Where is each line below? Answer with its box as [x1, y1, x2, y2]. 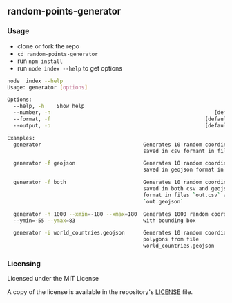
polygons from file [143, 236, 199, 243]
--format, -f [13, 116, 51, 123]
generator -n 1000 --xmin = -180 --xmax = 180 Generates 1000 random [13, 210, 209, 217]
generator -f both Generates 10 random [13, 179, 202, 186]
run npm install [17, 57, 64, 65]
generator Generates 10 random [13, 141, 202, 148]
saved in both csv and [143, 185, 209, 192]
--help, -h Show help [13, 103, 85, 110]
